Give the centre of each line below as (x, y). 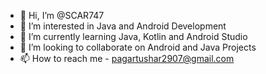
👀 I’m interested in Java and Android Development (123, 26)
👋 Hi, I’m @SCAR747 (62, 15)
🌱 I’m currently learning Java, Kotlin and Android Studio (133, 36)
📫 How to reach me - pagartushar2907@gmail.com (127, 58)
